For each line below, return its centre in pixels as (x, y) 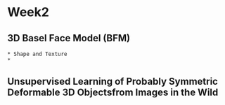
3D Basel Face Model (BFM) (69, 38)
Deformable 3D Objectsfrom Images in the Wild (113, 93)
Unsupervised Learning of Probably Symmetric (112, 82)
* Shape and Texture (38, 54)
